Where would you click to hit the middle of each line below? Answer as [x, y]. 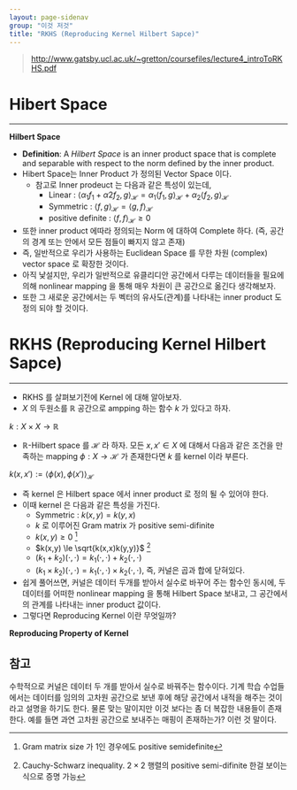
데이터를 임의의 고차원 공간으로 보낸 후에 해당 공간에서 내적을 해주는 [149, 698]
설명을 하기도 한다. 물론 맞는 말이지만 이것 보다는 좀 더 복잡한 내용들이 [145, 709]
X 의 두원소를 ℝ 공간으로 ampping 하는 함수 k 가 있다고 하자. [126, 408]
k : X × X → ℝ [34, 426]
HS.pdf [44, 68]
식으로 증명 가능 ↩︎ [53, 777]
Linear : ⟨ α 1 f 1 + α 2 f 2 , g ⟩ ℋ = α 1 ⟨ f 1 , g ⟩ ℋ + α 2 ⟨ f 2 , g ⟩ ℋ [139, 196]
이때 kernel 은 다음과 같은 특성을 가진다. [91, 505]
